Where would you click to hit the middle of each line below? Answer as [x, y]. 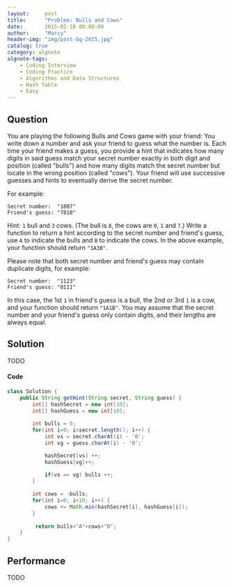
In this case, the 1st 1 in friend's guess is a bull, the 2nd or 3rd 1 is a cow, [112, 300]
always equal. [27, 322]
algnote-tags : [28, 59]
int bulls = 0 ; [54, 424]
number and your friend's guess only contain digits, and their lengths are [112, 315]
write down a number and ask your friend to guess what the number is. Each [117, 143]
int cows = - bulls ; [61, 494]
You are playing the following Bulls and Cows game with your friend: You [111, 135]
